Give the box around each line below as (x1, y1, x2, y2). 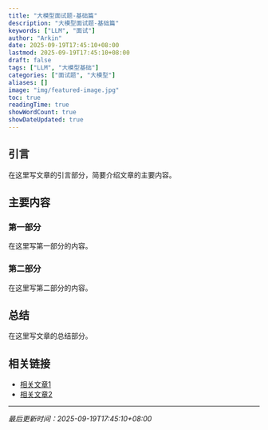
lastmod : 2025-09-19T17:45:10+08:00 (8, 49, 130, 57)
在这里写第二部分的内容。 (8, 283, 93, 293)
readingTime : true (8, 101, 69, 109)
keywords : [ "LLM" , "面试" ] (8, 26, 96, 34)
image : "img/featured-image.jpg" (8, 86, 120, 94)
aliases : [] (8, 78, 48, 86)
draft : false (8, 57, 52, 65)
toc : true (8, 94, 41, 102)
